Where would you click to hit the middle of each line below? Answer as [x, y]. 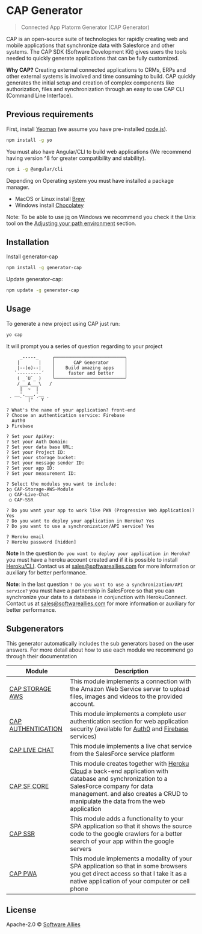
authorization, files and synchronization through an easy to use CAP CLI [95, 89]
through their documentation [42, 656]
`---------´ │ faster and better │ [71, 373]
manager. [18, 187]
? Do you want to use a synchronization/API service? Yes [80, 526]
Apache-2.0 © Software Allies [44, 924]
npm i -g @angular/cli [35, 169]
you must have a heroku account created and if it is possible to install [92, 559]
